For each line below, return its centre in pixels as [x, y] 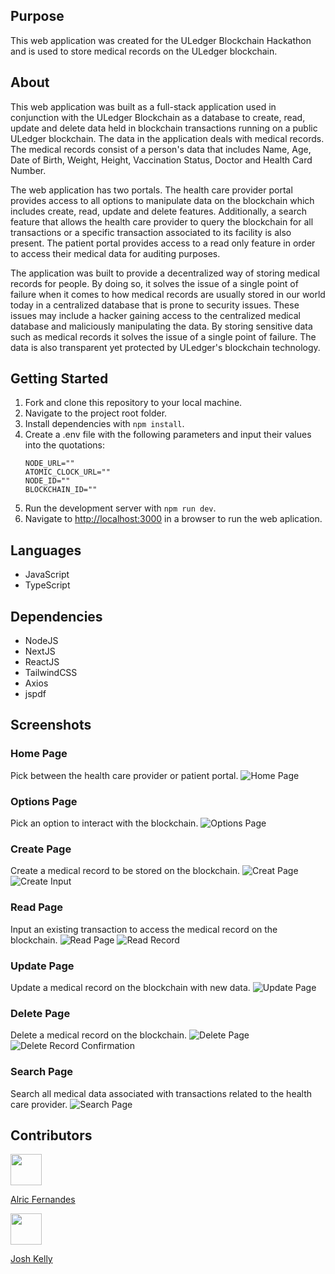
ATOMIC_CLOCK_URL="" [67, 472]
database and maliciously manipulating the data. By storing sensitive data [161, 326]
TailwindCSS [51, 673]
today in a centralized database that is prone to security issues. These [155, 305]
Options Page [44, 801]
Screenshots [51, 725]
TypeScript [47, 585]
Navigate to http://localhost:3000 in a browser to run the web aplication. [173, 519]
